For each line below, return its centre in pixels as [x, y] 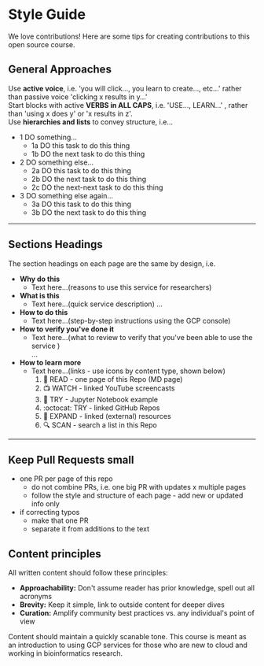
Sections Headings [56, 244]
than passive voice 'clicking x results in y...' [78, 97]
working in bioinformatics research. [66, 653]
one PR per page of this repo [66, 479]
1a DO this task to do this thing [81, 145]
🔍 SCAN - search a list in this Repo [100, 425]
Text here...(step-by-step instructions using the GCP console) [131, 320]
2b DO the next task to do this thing [89, 179]
